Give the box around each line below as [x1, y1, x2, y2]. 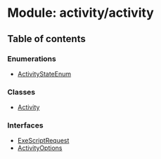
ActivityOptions [17, 144, 63, 152]
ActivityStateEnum [17, 69, 72, 78]
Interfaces [7, 120, 44, 130]
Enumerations [7, 54, 56, 64]
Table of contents [7, 33, 86, 45]
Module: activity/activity [7, 5, 155, 21]
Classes [7, 87, 36, 97]
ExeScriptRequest [17, 137, 70, 145]
